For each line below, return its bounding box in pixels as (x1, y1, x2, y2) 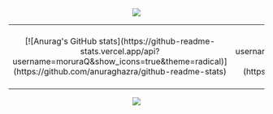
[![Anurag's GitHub (24, 36, 97, 47)
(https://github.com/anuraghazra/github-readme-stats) (13, 66, 227, 77)
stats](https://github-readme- (98, 36, 215, 47)
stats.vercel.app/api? (80, 46, 160, 57)
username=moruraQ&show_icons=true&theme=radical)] (12, 56, 227, 67)
